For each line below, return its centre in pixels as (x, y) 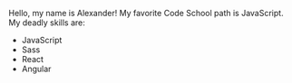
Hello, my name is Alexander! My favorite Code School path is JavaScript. (146, 13)
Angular (36, 69)
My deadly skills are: (47, 23)
